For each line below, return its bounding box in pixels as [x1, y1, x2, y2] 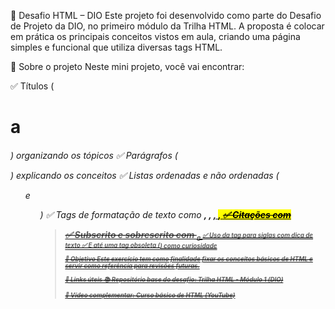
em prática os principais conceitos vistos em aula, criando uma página [10, 31, 301, 42]
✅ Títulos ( [10, 80, 55, 92]
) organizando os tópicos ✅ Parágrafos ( [10, 149, 178, 161]
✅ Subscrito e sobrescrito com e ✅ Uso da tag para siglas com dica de [64, 228, 314, 243]
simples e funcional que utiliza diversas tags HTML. [10, 41, 223, 53]
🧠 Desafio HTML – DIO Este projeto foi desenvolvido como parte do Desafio [10, 10, 322, 21]
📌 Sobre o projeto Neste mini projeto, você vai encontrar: [10, 61, 245, 72]
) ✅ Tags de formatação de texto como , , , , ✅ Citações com [39, 208, 292, 220]
